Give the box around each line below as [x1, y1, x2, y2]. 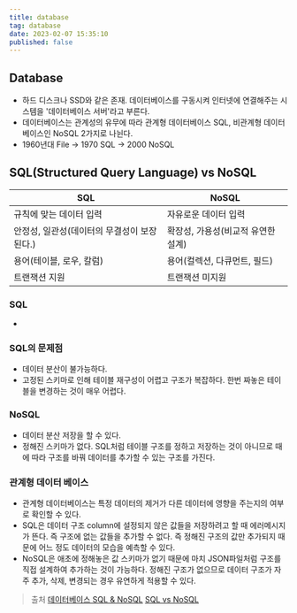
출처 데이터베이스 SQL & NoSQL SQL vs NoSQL [30, 594, 199, 605]
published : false [9, 37, 73, 47]
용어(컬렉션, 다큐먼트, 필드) [166, 254, 274, 266]
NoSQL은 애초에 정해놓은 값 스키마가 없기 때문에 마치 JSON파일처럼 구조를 [21, 554, 281, 564]
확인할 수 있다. [31, 510, 81, 520]
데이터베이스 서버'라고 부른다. [48, 106, 150, 117]
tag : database [9, 21, 62, 30]
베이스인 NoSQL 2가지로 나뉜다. [21, 128, 133, 139]
